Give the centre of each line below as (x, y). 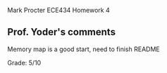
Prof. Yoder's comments (62, 32)
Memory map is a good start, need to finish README (83, 49)
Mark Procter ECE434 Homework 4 (59, 10)
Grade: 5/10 (24, 62)
